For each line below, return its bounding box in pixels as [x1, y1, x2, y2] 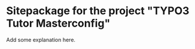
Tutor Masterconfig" [6, 17, 111, 30]
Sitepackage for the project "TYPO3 [6, 4, 190, 18]
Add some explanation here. [6, 36, 76, 43]
